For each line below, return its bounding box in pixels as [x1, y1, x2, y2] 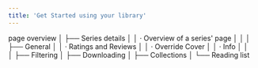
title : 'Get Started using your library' [8, 11, 147, 20]
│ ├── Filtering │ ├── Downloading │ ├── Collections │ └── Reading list [8, 50, 250, 59]
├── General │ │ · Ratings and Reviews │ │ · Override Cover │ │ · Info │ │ [8, 41, 249, 51]
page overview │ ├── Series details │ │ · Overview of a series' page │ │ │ [8, 33, 251, 43]
